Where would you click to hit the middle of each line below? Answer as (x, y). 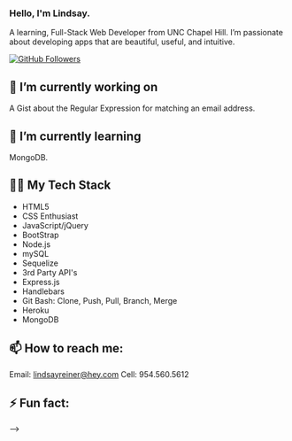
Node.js (36, 244)
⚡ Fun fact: (39, 402)
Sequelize (40, 263)
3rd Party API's (50, 272)
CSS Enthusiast (50, 216)
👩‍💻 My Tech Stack (60, 186)
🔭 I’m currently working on (84, 87)
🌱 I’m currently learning (75, 136)
